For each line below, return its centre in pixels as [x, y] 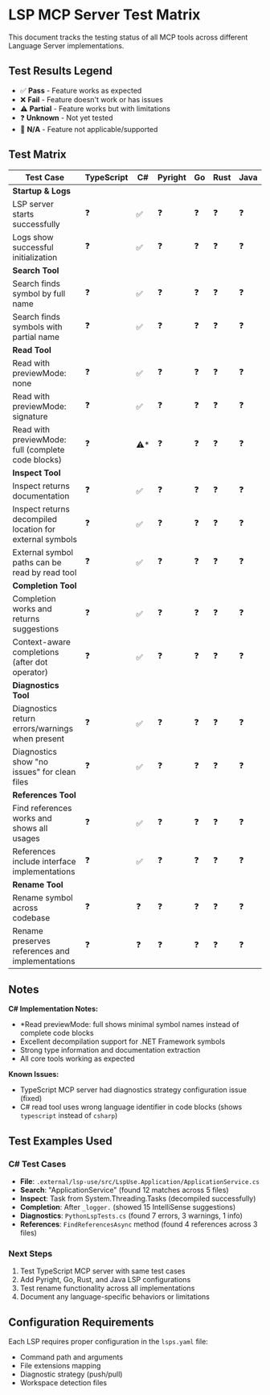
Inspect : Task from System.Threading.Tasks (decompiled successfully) [138, 1198]
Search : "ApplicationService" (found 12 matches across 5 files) [124, 1190]
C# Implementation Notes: [53, 1009]
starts [23, 213]
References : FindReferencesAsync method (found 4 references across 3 [139, 1224]
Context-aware [41, 642]
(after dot [30, 662]
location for [34, 529]
